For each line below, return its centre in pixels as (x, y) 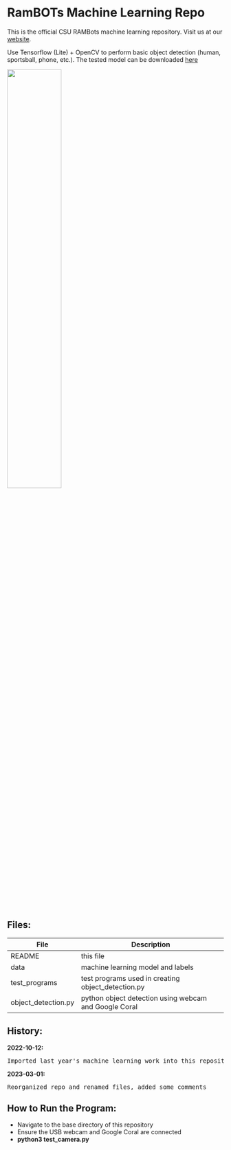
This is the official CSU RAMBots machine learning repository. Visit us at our (115, 32)
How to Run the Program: (62, 1108)
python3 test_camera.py (53, 1140)
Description (151, 944)
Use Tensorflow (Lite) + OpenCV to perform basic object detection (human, (114, 52)
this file (93, 955)
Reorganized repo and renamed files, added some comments (107, 1087)
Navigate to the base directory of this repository (85, 1125)
